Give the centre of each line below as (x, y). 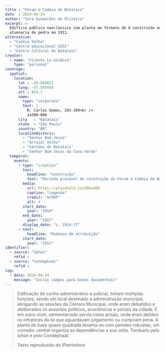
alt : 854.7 (30, 92)
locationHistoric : (37, 133)
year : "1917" (40, 220)
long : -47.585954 (36, 87)
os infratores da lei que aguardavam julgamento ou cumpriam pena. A (88, 320)
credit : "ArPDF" (43, 197)
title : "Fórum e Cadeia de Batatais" (45, 10)
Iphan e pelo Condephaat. (43, 336)
